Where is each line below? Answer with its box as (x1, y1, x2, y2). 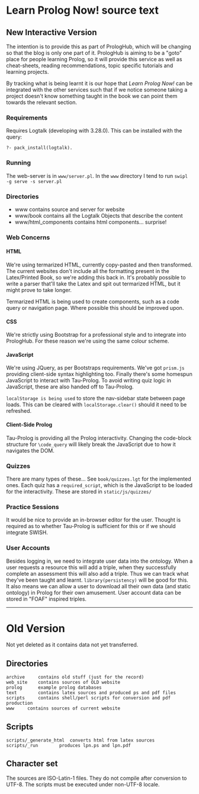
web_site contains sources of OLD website (6, 679, 120, 686)
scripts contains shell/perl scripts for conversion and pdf (6, 695, 171, 701)
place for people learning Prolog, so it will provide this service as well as (6, 56, 182, 62)
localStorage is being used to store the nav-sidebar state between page (6, 395, 185, 402)
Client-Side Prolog (6, 421, 53, 428)
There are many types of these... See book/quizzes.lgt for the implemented (6, 475, 191, 482)
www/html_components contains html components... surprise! (14, 218, 167, 225)
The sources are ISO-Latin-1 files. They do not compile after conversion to (6, 774, 187, 782)
